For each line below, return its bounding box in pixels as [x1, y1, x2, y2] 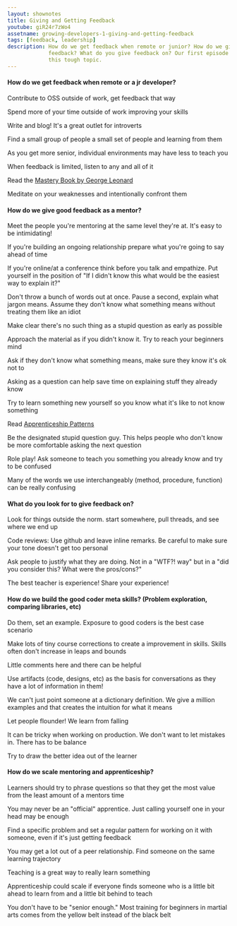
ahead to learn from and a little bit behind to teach [7, 889, 153, 898]
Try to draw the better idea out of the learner [7, 752, 138, 760]
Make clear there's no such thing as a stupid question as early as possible [7, 321, 223, 330]
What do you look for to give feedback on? [7, 499, 134, 508]
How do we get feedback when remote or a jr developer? [7, 78, 176, 87]
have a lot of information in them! [7, 682, 104, 690]
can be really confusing [7, 483, 76, 492]
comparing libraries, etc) [7, 602, 82, 611]
